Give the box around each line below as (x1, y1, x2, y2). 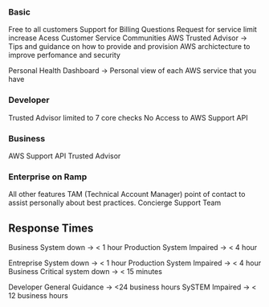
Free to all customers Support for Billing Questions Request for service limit (8, 25, 257, 35)
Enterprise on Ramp (8, 171, 88, 182)
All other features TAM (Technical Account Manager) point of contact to (8, 190, 246, 199)
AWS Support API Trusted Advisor (8, 151, 121, 161)
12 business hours (8, 291, 68, 300)
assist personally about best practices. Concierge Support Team (8, 198, 222, 207)
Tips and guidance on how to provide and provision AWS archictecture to (8, 42, 251, 51)
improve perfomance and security (8, 51, 120, 60)
